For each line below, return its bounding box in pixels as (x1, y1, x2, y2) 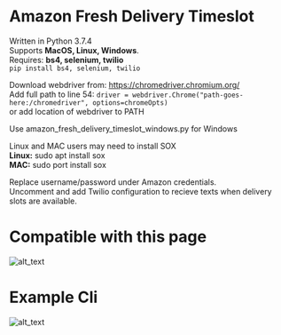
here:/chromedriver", (9, 98, 90, 108)
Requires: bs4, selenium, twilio (9, 54, 124, 65)
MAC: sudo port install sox (9, 159, 106, 170)
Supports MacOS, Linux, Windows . (9, 44, 139, 55)
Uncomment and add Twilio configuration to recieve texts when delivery (9, 186, 272, 196)
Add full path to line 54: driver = (9, 89, 129, 100)
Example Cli (9, 287, 98, 307)
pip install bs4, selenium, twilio (9, 64, 141, 73)
